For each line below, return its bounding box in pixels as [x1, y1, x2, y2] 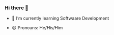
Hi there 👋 [4, 4, 29, 11]
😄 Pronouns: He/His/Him [11, 25, 63, 31]
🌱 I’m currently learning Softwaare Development [11, 16, 109, 21]
